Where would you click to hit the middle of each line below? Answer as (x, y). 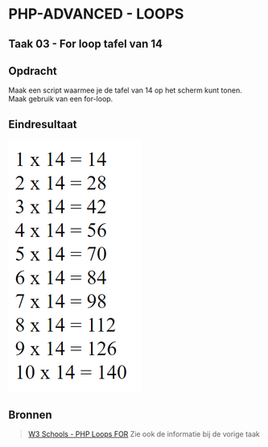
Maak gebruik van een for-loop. (61, 99)
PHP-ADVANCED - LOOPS (96, 14)
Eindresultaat (43, 124)
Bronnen (30, 414)
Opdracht (33, 70)
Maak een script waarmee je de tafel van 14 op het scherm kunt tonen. (126, 90)
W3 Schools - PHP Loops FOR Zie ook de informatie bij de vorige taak (144, 434)
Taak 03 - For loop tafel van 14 (86, 44)
